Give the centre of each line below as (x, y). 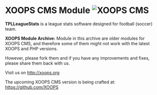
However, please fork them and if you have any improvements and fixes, (77, 58)
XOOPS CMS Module (48, 10)
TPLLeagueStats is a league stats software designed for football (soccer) (79, 24)
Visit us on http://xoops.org (32, 72)
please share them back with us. (38, 63)
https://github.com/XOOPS (32, 87)
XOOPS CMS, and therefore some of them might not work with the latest (77, 43)
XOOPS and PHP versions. (32, 48)
